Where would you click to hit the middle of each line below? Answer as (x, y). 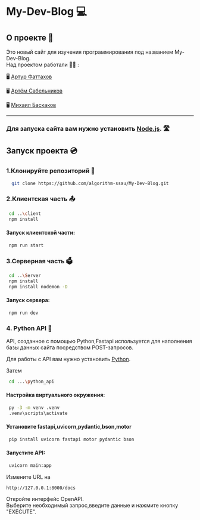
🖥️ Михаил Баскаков (31, 105)
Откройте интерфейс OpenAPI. (45, 499)
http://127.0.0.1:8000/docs (41, 488)
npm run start (26, 245)
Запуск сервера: (28, 300)
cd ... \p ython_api (32, 381)
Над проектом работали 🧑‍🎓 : (43, 64)
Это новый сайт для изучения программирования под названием (90, 52)
